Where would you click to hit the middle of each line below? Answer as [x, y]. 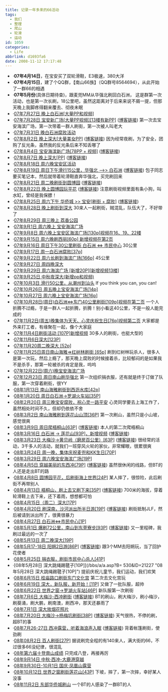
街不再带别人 [26, 484]
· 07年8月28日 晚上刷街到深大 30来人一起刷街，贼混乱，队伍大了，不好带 [88, 208]
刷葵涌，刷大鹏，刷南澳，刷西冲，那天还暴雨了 [61, 603]
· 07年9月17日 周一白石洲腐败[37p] [47, 252]
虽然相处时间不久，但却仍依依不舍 [48, 408]
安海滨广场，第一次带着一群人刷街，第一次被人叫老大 [67, 126]
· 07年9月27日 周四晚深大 [38, 264]
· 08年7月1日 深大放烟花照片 [41, 609]
